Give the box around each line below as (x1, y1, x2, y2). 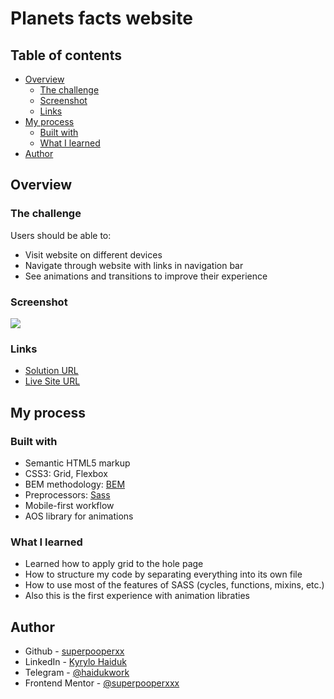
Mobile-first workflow (24, 499, 115, 511)
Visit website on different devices (24, 248, 163, 261)
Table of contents (10, 47, 122, 64)
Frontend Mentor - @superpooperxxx (24, 677, 180, 689)
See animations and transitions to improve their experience (24, 270, 268, 282)
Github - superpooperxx (24, 645, 125, 657)
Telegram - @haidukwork (24, 667, 130, 679)
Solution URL (24, 365, 79, 377)
